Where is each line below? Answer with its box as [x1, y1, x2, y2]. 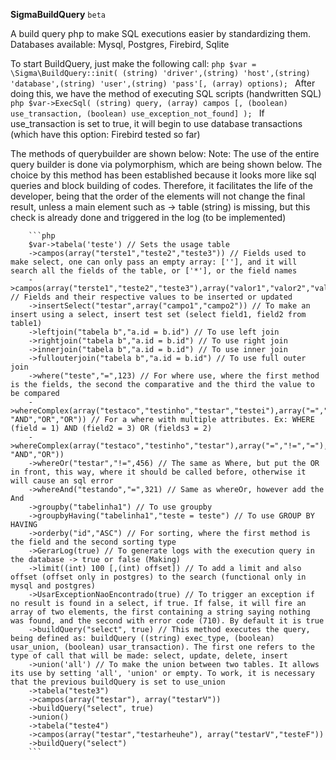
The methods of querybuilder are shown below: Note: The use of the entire [10, 148, 320, 159]
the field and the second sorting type [10, 537, 177, 547]
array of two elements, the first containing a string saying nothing [10, 607, 311, 617]
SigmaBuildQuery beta [10, 9, 106, 20]
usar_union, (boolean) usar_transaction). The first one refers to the [10, 642, 315, 652]
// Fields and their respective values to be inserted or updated [10, 292, 293, 302]
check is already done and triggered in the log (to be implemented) [10, 212, 287, 223]
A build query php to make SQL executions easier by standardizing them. [10, 28, 312, 39]
